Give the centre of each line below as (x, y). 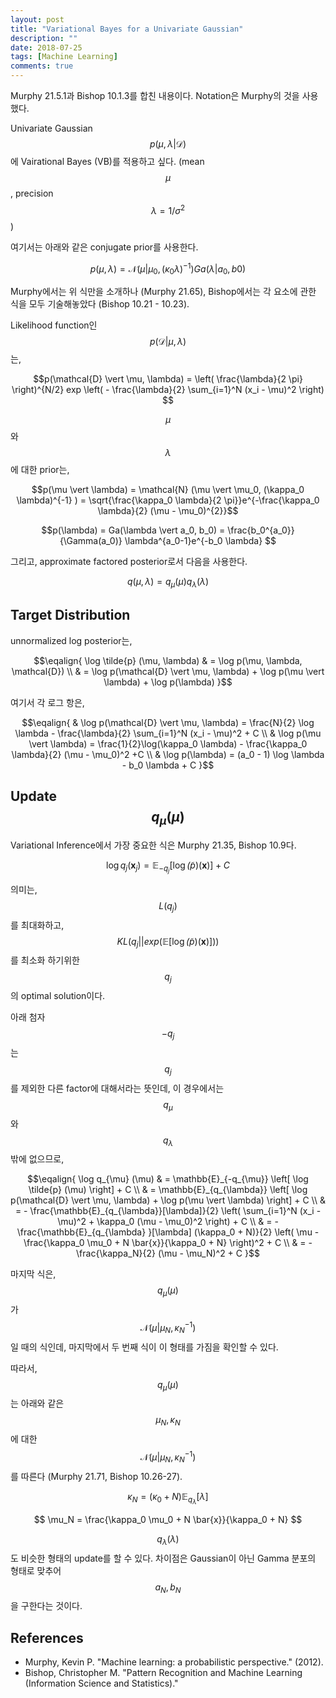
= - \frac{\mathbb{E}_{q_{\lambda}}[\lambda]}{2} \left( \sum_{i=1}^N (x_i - (168, 1211)
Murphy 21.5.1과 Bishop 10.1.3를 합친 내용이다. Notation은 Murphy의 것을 (155, 95)
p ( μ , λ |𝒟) (168, 144)
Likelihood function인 (54, 325)
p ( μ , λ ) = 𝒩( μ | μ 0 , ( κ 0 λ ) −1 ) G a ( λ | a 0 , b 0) (168, 269)
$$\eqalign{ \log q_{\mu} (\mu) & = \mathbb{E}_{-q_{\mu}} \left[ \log (168, 1179)
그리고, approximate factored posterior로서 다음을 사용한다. (129, 562)
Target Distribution (70, 615)
